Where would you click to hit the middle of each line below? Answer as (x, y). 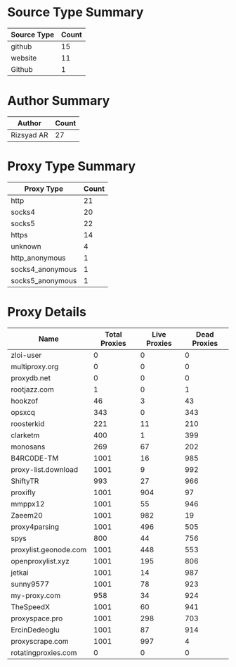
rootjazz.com (32, 389)
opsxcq (23, 412)
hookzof (25, 401)
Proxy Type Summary (71, 167)
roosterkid (28, 423)
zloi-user (26, 355)
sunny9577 (30, 584)
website (24, 58)
